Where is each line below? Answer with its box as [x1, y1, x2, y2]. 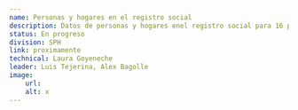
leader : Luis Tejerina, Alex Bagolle [9, 63, 149, 72]
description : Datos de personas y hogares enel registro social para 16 [9, 21, 284, 30]
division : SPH [9, 37, 62, 47]
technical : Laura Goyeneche [9, 54, 114, 63]
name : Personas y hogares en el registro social [9, 12, 192, 22]
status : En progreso [9, 29, 86, 38]
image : [9, 71, 34, 80]
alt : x [25, 87, 50, 96]
